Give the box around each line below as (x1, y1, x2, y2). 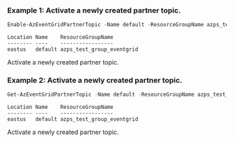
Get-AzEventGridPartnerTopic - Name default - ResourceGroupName (7, 91, 195, 99)
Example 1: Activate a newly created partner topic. (7, 6, 181, 15)
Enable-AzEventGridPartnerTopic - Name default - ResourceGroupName (7, 22, 204, 28)
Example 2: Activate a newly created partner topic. (7, 76, 182, 85)
